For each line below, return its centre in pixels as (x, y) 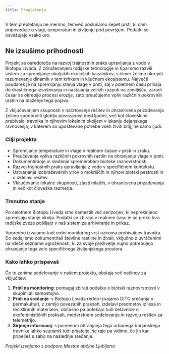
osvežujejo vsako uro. (28, 35)
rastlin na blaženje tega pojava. (38, 100)
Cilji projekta (21, 139)
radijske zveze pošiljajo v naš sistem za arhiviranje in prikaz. (68, 223)
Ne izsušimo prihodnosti (45, 51)
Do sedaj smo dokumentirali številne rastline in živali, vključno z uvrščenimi (83, 238)
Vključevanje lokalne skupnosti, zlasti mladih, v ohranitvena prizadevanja (88, 183)
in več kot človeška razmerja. (43, 188)
